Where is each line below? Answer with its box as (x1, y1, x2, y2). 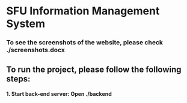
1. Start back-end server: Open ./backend (6, 90, 112, 98)
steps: (6, 74, 31, 84)
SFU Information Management (6, 4, 160, 18)
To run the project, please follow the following (6, 64, 182, 74)
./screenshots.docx (6, 46, 65, 54)
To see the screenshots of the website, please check (6, 38, 164, 47)
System (6, 17, 46, 31)
